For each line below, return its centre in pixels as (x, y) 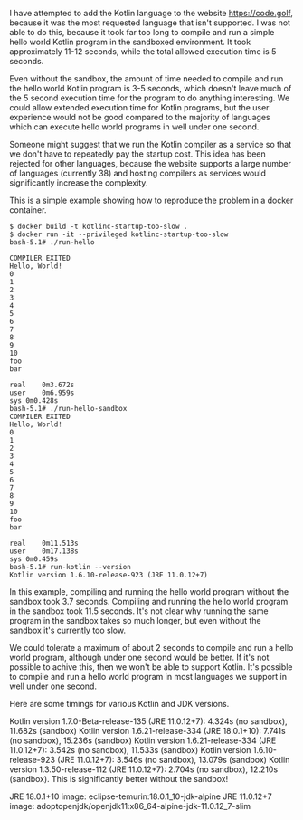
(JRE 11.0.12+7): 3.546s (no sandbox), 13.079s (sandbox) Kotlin (174, 760)
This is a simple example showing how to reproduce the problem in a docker (151, 200)
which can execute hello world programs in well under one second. (134, 127)
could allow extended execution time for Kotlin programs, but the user (139, 107)
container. (28, 210)
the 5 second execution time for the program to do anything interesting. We (150, 98)
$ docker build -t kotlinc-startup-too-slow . (99, 226)
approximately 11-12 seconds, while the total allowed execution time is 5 (143, 52)
